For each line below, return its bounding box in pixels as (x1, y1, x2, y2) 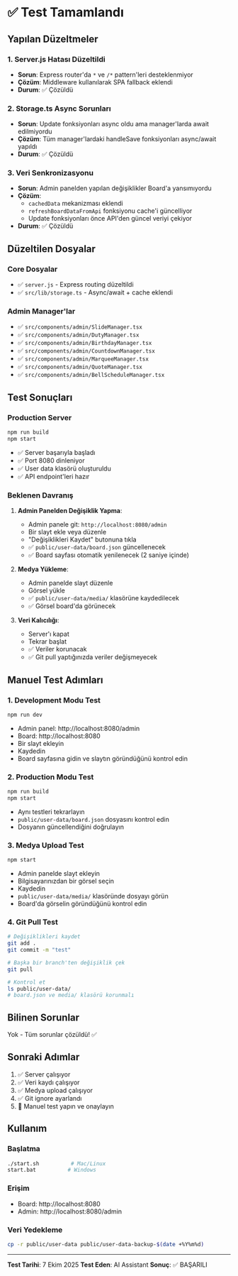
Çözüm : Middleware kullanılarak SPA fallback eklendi (17, 77, 174, 86)
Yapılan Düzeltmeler (7, 33, 98, 45)
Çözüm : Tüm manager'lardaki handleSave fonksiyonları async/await (17, 135, 217, 143)
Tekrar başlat (28, 637, 67, 646)
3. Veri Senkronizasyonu (7, 168, 94, 178)
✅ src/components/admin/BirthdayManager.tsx (17, 339, 152, 347)
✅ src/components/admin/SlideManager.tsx (17, 322, 143, 331)
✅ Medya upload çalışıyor (17, 1086, 93, 1094)
